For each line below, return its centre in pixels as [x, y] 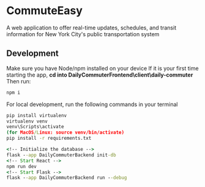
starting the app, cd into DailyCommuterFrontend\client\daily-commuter [100, 75]
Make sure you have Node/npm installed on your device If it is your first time [102, 68]
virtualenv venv [27, 121]
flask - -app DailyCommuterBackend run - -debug [67, 178]
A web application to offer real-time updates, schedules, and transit [91, 28]
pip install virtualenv [37, 115]
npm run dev [21, 166]
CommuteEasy [44, 11]
